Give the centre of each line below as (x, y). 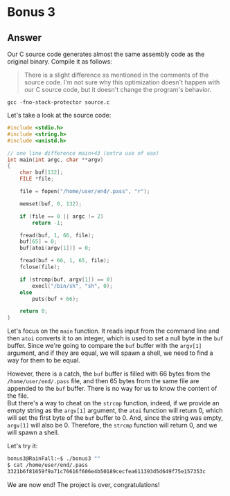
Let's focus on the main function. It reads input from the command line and (113, 331)
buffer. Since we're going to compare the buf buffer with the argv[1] (105, 346)
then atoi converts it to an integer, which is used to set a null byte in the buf (115, 338)
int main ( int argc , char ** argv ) (55, 160)
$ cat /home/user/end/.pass (48, 465)
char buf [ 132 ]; (42, 173)
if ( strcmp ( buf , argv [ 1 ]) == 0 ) (66, 279)
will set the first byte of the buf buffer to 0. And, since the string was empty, (115, 418)
